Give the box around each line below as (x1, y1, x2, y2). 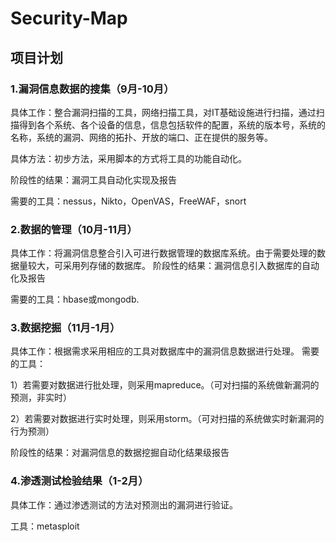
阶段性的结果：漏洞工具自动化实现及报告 (10, 173, 177, 186)
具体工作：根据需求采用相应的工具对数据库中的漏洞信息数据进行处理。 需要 (10, 345, 320, 357)
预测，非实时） (10, 392, 72, 404)
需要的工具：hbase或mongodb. (10, 293, 140, 306)
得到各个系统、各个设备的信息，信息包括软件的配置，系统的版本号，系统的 (18, 118, 326, 131)
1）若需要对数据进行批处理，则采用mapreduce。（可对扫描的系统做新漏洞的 (10, 379, 320, 391)
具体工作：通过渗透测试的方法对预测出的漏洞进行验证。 (10, 498, 238, 511)
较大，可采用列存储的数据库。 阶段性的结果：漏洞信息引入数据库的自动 (27, 260, 320, 272)
